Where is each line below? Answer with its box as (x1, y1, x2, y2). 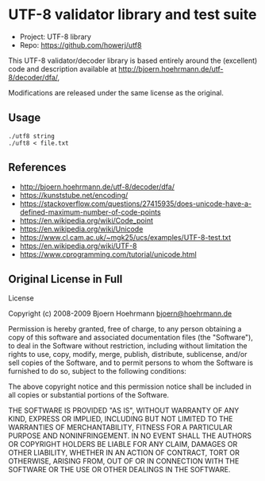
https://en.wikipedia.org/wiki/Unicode (19, 224, 144, 234)
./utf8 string (8, 132, 56, 140)
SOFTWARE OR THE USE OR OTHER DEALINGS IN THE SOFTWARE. (8, 465, 231, 475)
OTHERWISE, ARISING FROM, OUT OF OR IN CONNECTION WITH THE (8, 456, 240, 466)
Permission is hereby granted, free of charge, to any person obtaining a (8, 324, 242, 334)
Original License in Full (8, 272, 123, 285)
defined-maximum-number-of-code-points (19, 207, 161, 216)
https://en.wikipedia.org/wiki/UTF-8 (19, 241, 137, 250)
